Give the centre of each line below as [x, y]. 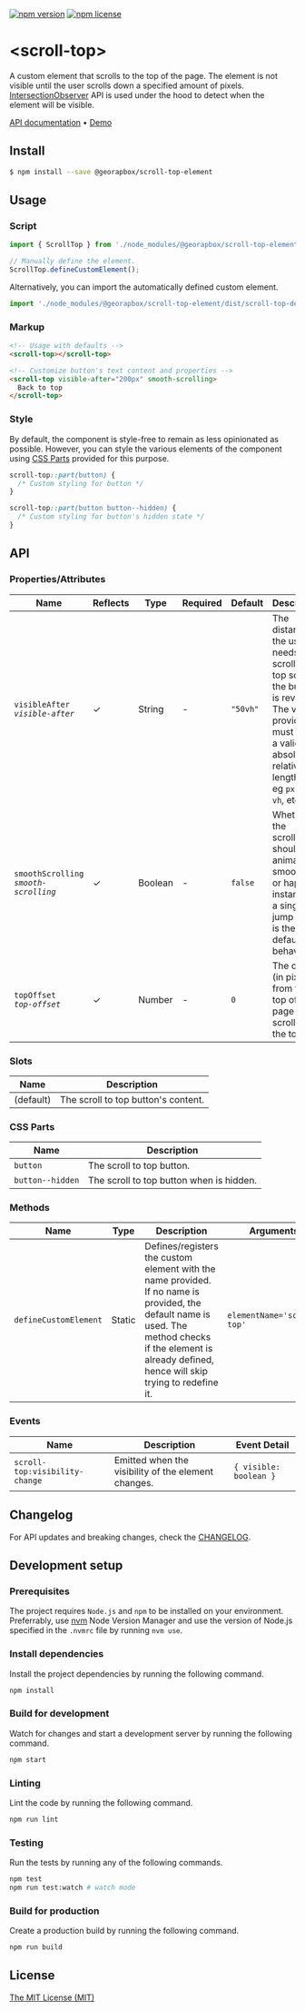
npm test [26, 1879]
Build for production [54, 1910]
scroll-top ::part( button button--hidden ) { [93, 509]
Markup [27, 327]
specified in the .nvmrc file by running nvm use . [96, 1630]
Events [25, 1422]
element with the [180, 1269]
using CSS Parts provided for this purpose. [89, 458]
